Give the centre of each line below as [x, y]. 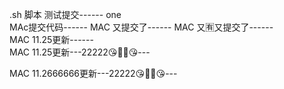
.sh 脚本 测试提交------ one [65, 14]
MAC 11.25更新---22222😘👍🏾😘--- [80, 52]
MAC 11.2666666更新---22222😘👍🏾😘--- [93, 73]
